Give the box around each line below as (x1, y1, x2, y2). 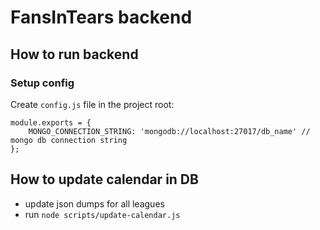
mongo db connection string (10, 135, 128, 145)
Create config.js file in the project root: (10, 98, 175, 110)
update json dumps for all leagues (24, 197, 165, 210)
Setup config (10, 76, 75, 90)
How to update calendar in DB (10, 171, 199, 188)
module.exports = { (10, 117, 92, 128)
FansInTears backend (10, 6, 193, 29)
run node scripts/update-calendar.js (24, 208, 181, 220)
